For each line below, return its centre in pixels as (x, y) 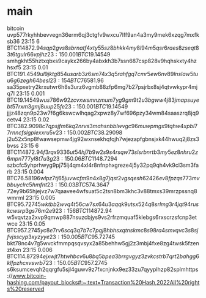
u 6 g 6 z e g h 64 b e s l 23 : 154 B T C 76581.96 (56, 80)
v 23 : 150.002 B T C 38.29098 (87, 132)
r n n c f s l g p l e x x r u (29, 132)
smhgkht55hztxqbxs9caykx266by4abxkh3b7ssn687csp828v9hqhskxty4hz (102, 61)
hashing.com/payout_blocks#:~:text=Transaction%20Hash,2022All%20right (103, 282)
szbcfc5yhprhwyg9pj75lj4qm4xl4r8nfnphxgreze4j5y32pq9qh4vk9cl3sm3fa (103, 165)
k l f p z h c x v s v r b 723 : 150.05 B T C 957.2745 (57, 262)
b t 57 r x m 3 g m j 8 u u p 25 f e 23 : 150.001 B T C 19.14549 (68, 106)
